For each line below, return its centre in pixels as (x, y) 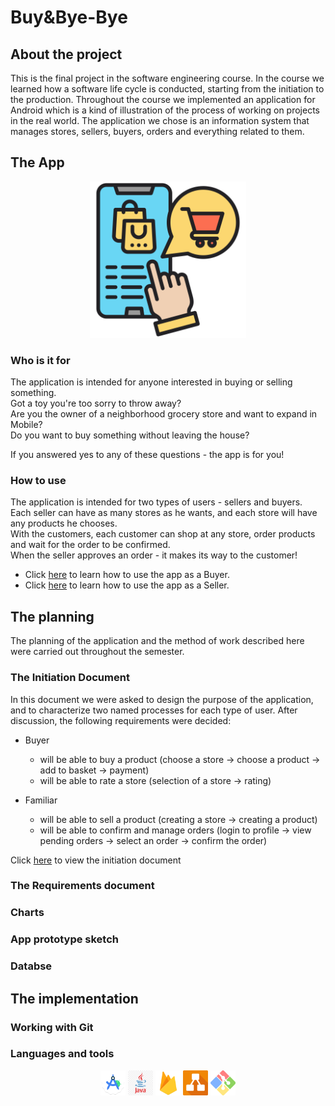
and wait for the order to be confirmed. (90, 545)
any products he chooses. (64, 523)
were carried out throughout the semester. (97, 652)
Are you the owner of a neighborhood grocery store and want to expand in (164, 414)
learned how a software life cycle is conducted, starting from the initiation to (167, 89)
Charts (27, 913)
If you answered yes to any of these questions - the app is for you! (147, 455)
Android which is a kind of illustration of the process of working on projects (165, 110)
